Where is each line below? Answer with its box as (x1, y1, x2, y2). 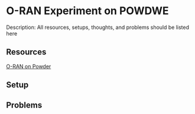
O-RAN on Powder (6, 63, 51, 70)
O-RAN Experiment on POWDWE (6, 4, 170, 18)
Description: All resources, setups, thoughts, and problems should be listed (6, 24, 189, 31)
